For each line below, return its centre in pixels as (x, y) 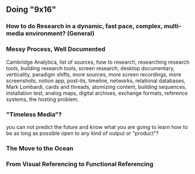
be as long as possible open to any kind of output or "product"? (82, 133)
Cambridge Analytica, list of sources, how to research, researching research (98, 62)
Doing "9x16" (31, 10)
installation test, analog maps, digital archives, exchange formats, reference (97, 93)
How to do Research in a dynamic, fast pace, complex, (84, 26)
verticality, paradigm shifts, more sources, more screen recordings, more (94, 74)
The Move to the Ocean (40, 148)
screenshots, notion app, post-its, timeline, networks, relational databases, (96, 81)
